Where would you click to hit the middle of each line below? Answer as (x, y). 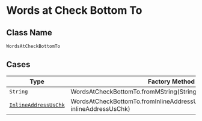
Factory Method (172, 81)
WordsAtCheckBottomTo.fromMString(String (133, 92)
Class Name (29, 33)
